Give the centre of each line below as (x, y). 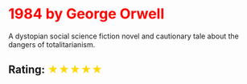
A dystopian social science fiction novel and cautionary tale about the (124, 36)
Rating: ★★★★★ (56, 70)
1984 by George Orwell (86, 14)
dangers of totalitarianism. (52, 44)
